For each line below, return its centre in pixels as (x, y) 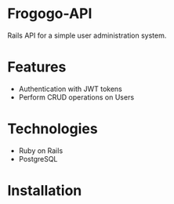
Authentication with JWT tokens (71, 89)
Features (37, 67)
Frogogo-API (50, 14)
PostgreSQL (38, 158)
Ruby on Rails (41, 151)
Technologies (53, 129)
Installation (45, 191)
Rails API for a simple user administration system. (87, 35)
